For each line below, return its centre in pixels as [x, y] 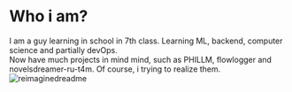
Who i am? [49, 16]
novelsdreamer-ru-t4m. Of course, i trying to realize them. [115, 69]
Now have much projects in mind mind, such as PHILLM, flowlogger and [141, 59]
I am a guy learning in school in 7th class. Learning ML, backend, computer [146, 41]
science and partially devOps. [63, 50]
